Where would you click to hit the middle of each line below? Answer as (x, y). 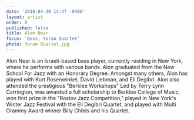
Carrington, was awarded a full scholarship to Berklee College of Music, (93, 92)
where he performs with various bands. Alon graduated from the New (90, 67)
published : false (27, 28)
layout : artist (25, 17)
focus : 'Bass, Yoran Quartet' (43, 39)
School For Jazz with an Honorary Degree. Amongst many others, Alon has (97, 73)
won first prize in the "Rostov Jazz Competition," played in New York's (91, 98)
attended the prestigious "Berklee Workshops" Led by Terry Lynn (85, 85)
